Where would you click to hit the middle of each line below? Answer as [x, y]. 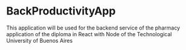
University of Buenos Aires [40, 40]
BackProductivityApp [61, 11]
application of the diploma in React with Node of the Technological [89, 34]
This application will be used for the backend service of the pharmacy [93, 28]
